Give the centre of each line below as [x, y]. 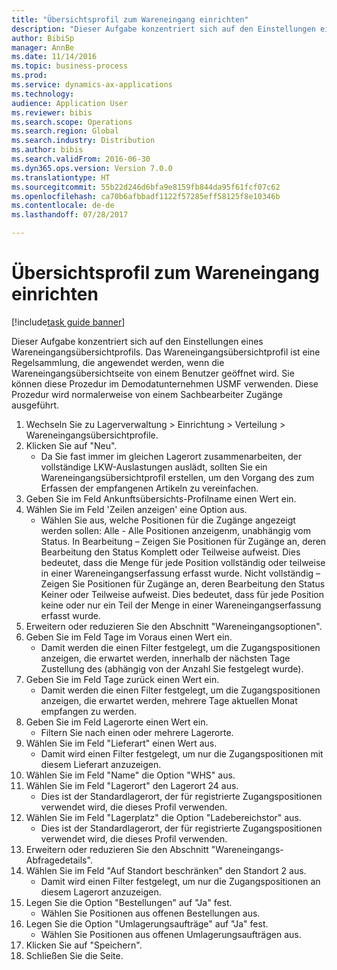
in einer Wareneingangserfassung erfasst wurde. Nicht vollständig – [180, 573]
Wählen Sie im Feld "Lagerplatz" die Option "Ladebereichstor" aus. [163, 817]
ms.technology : [43, 94]
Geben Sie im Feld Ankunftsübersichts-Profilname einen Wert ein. [161, 498]
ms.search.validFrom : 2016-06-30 [81, 159]
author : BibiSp [43, 38]
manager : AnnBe [43, 47]
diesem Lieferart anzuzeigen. [101, 764]
